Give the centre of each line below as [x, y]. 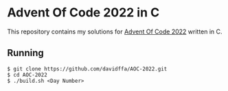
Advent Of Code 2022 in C [83, 13]
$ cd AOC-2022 [27, 75]
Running [26, 53]
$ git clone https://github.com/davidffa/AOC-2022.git [87, 69]
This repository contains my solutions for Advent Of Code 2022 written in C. [115, 31]
